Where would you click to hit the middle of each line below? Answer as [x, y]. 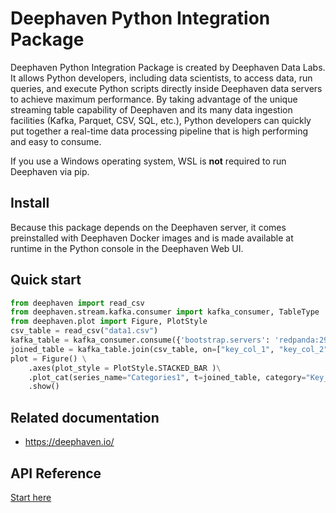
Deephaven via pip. [50, 171]
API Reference [56, 473]
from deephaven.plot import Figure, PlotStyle [109, 322]
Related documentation [85, 417]
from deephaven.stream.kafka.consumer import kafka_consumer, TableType [165, 312]
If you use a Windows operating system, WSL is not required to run [148, 161]
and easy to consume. [56, 141]
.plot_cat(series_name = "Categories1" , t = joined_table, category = [167, 377]
